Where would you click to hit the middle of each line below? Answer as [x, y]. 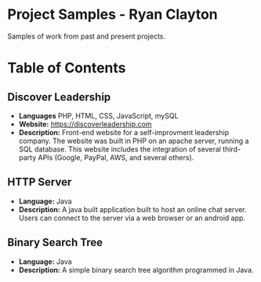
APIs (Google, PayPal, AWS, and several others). [116, 157]
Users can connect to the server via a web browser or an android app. [132, 218]
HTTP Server [40, 182]
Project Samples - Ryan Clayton [113, 15]
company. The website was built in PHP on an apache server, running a [134, 141]
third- [231, 149]
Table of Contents [67, 68]
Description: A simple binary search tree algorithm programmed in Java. [136, 269]
